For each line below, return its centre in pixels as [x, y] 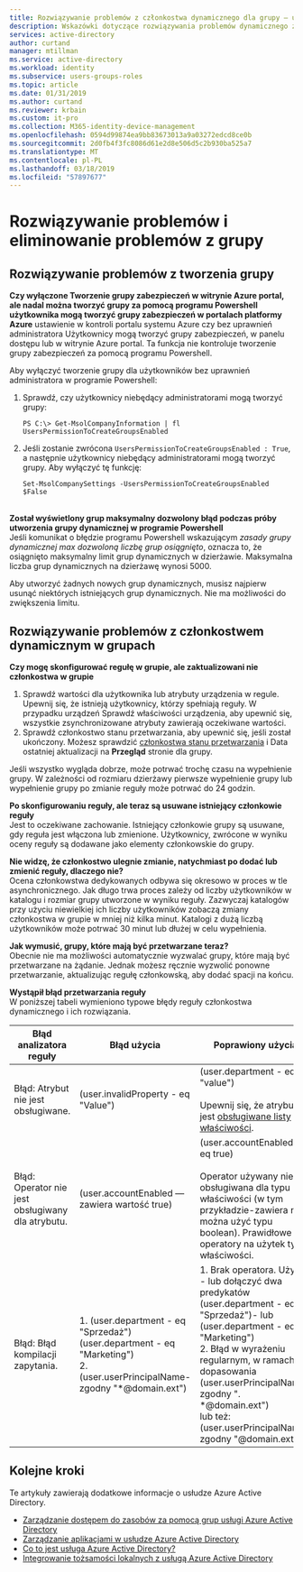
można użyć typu [236, 1221]
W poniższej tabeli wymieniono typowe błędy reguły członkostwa [131, 1002]
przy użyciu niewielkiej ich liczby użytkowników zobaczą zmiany [129, 910]
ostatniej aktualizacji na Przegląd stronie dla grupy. [118, 752]
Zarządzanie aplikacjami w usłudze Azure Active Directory [130, 1539]
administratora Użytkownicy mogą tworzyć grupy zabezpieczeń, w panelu [147, 334]
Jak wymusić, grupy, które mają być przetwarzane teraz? [119, 946]
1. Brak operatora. [238, 1270]
